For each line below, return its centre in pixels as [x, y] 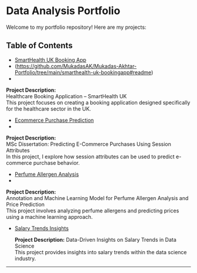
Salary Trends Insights [42, 228]
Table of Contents [40, 46]
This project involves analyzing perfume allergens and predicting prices [93, 211]
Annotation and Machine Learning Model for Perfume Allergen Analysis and [97, 198]
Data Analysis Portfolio [63, 11]
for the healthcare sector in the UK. [49, 109]
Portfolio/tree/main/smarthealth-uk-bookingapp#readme [83, 72]
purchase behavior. [57, 162]
